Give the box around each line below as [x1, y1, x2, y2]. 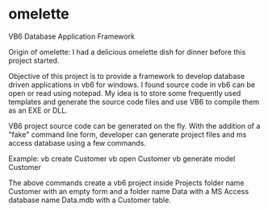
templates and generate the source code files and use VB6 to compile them [8, 97, 260, 106]
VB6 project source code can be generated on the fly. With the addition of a [8, 121, 261, 130]
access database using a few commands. [8, 138, 147, 147]
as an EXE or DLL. [8, 105, 69, 115]
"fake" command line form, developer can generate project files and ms [8, 130, 247, 139]
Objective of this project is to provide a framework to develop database [8, 71, 245, 81]
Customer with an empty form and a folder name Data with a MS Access [8, 186, 249, 196]
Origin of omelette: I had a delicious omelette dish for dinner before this [8, 47, 246, 56]
